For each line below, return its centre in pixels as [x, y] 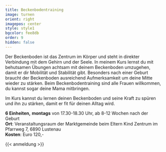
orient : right [20, 19]
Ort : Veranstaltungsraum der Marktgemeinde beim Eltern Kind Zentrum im [81, 123]
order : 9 [14, 38]
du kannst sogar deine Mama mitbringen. [47, 88]
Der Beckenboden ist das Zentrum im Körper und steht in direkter [72, 56]
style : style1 [20, 28]
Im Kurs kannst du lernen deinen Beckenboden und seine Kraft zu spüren [80, 98]
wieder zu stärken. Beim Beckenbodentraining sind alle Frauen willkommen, [83, 83]
